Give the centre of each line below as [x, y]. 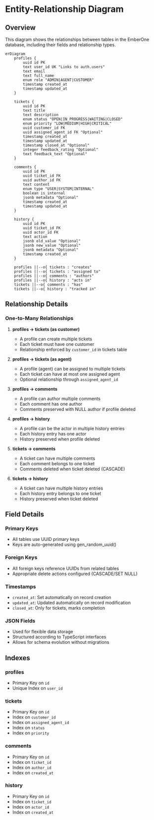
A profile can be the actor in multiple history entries [72, 428]
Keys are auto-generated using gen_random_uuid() [64, 545]
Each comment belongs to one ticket [57, 463]
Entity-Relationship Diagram [64, 9]
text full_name [39, 76]
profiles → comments [35, 389]
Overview [21, 28]
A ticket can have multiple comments [57, 458]
